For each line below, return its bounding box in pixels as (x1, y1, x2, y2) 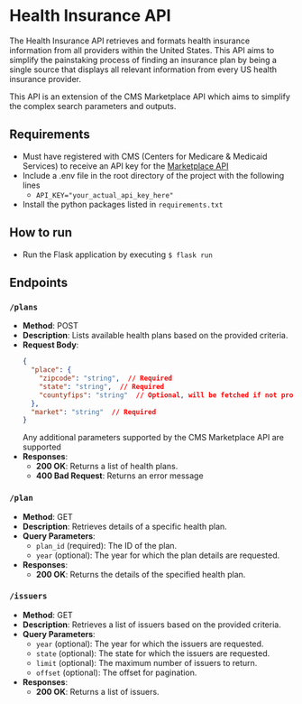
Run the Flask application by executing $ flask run (22, 249, 214, 260)
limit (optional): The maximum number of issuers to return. (35, 657, 258, 668)
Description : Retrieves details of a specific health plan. (22, 521, 227, 532)
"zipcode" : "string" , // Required (39, 374, 173, 383)
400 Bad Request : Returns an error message (35, 470, 205, 481)
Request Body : (22, 339, 79, 350)
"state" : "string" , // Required (39, 382, 165, 391)
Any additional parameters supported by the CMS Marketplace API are (22, 432, 284, 443)
